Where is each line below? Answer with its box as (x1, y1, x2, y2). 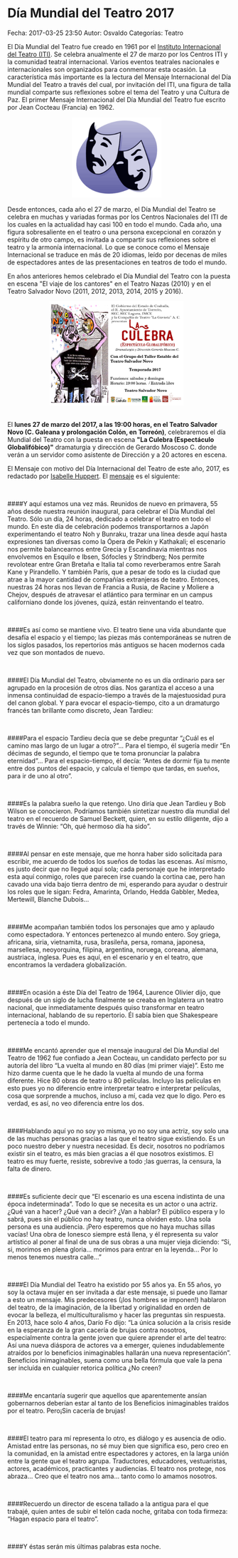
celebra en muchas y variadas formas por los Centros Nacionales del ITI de (7, 212, 228, 222)
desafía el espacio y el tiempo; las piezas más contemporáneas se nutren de (7, 633, 232, 641)
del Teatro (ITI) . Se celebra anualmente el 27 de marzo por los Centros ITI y (7, 50, 228, 58)
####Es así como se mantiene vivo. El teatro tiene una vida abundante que (7, 625, 227, 634)
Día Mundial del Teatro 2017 (7, 5, 175, 21)
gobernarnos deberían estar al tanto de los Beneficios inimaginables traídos (7, 1398, 229, 1407)
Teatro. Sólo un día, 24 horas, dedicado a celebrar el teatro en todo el (7, 515, 211, 523)
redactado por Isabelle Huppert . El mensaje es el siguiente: (7, 472, 180, 480)
